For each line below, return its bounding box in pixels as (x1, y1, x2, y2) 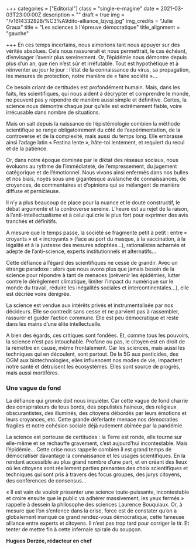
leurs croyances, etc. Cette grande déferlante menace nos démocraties (6, 416, 178, 423)
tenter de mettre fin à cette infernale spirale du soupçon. (6, 526, 142, 533)
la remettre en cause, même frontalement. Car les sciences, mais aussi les (6, 345, 185, 351)
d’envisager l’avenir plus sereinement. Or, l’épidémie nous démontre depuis (6, 54, 187, 60)
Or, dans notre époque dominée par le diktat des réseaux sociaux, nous (6, 157, 178, 163)
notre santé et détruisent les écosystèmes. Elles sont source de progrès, (6, 363, 181, 370)
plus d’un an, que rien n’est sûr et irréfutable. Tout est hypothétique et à (6, 60, 179, 67)
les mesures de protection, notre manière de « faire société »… (6, 73, 158, 79)
